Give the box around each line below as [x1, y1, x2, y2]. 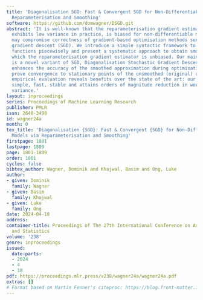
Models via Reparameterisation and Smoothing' [11, 132, 131, 139]
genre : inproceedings [6, 240, 61, 246]
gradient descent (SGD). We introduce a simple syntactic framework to [11, 43, 196, 49]
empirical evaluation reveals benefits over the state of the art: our [11, 76, 196, 82]
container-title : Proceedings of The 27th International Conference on [6, 223, 190, 229]
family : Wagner [11, 183, 50, 189]
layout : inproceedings [6, 93, 63, 99]
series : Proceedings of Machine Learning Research [6, 99, 137, 105]
